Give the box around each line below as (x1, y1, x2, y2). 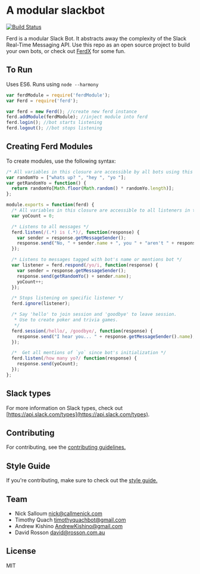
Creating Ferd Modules (6, 141, 93, 152)
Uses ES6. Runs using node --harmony (6, 80, 99, 88)
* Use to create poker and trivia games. (14, 317, 118, 323)
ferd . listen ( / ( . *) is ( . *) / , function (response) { (11, 229, 140, 235)
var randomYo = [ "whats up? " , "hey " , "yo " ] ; (6, 174, 127, 181)
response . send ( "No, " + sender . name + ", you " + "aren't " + (17, 240, 174, 246)
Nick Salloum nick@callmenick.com (14, 510, 102, 517)
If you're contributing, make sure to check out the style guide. (6, 477, 158, 484)
